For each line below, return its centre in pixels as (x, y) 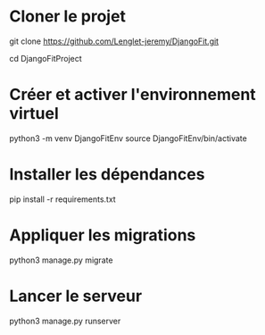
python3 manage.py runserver (65, 321)
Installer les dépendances (107, 175)
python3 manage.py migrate (61, 260)
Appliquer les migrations (103, 235)
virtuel (34, 114)
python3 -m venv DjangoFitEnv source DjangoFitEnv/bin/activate (128, 138)
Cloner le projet (68, 17)
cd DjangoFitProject (46, 58)
